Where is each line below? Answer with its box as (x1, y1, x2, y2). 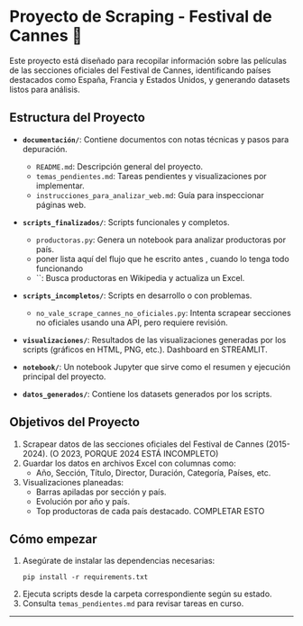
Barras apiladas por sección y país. (35, 486, 167, 497)
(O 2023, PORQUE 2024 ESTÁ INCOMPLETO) (49, 448, 219, 458)
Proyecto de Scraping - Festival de (9, 6, 272, 27)
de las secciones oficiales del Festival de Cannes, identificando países (9, 65, 271, 76)
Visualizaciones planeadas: (22, 476, 124, 487)
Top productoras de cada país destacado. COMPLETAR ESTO (35, 505, 265, 516)
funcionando (35, 263, 84, 274)
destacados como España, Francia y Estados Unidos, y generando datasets (9, 74, 290, 85)
